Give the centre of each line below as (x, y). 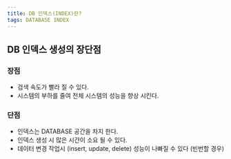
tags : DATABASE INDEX (38, 20)
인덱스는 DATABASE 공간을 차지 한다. (68, 131)
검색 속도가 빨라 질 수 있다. (53, 87)
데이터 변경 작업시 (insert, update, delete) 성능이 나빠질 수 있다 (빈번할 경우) (121, 149)
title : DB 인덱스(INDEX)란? (44, 13)
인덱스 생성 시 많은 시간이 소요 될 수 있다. (72, 140)
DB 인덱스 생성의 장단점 (54, 49)
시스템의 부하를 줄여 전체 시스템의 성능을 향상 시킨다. (88, 96)
